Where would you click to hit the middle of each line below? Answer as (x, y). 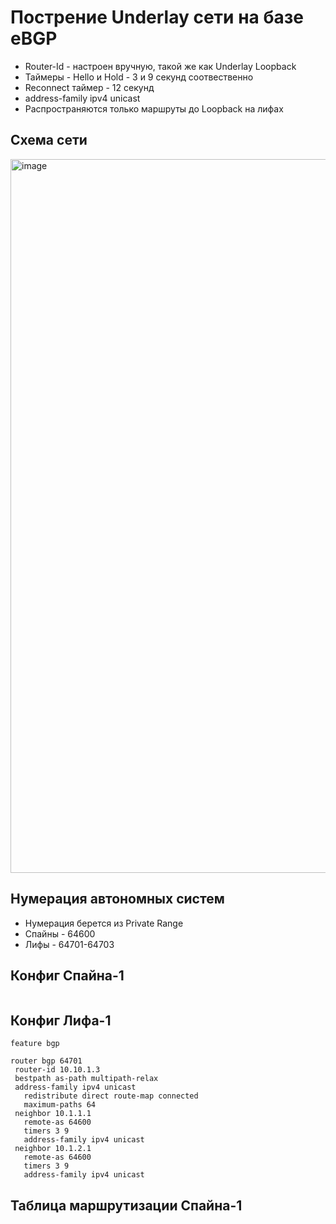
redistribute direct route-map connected (111, 1096)
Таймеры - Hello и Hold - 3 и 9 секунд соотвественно (139, 77)
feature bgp (35, 1044)
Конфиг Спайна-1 (67, 975)
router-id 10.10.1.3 (57, 1070)
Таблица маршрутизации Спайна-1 (126, 1205)
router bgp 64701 (46, 1061)
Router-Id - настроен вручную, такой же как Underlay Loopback (160, 66)
